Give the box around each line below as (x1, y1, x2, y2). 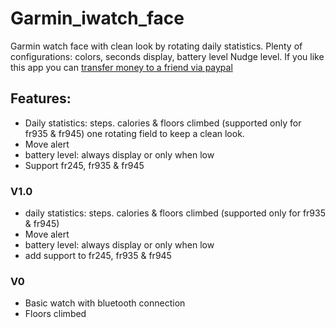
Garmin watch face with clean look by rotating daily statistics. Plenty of (10, 40, 303, 52)
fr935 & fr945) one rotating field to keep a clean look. (24, 127, 245, 139)
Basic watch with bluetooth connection (24, 297, 186, 309)
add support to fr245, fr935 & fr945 (24, 250, 172, 262)
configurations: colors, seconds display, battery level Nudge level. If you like (10, 50, 325, 62)
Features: (10, 90, 72, 107)
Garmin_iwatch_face (10, 7, 185, 30)
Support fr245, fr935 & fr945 (24, 159, 145, 171)
